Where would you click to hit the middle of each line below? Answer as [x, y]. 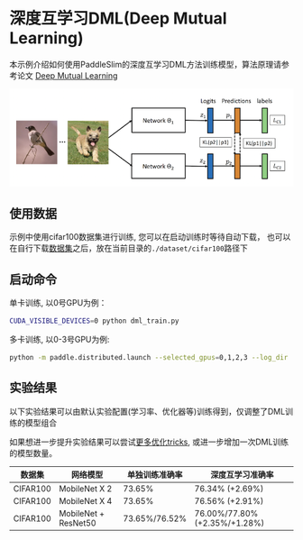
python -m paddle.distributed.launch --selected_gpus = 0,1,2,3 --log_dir [149, 358]
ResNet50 [77, 523]
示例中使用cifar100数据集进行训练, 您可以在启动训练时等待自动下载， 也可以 [150, 237]
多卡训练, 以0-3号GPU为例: [60, 340]
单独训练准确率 [155, 475]
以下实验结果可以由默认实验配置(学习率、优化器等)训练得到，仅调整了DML [147, 411]
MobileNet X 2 [85, 489]
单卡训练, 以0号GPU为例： [58, 303]
